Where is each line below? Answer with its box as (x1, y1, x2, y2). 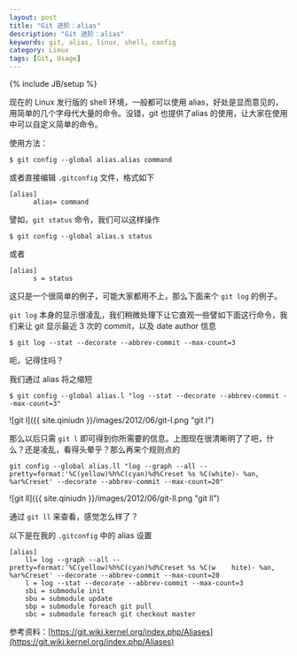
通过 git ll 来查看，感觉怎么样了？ (9, 512, 139, 521)
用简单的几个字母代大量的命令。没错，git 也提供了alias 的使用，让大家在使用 (9, 108, 288, 118)
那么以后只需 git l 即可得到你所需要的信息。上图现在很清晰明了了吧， (9, 433, 267, 443)
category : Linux (9, 46, 69, 55)
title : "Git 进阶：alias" (9, 21, 101, 30)
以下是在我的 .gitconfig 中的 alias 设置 (9, 530, 152, 541)
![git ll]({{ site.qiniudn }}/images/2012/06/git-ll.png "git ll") (9, 493, 220, 504)
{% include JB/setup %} (9, 79, 98, 89)
